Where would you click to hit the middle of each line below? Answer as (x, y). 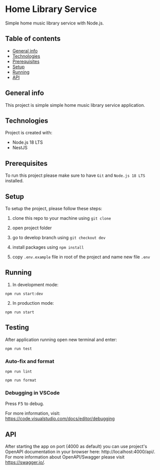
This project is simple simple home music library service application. (75, 105)
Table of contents (33, 39)
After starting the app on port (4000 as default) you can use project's (76, 447)
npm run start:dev (24, 294)
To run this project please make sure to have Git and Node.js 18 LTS (75, 175)
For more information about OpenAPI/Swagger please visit (65, 457)
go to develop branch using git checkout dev (59, 237)
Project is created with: (29, 133)
